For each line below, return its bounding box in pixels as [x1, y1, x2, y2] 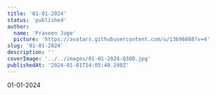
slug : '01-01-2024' [7, 42, 64, 49]
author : [7, 23, 30, 30]
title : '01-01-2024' [7, 10, 68, 17]
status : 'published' [7, 17, 68, 24]
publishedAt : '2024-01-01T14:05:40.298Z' [7, 62, 130, 69]
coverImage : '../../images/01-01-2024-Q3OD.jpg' [7, 55, 151, 62]
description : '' [7, 49, 54, 56]
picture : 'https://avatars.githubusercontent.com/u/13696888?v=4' [13, 36, 210, 43]
